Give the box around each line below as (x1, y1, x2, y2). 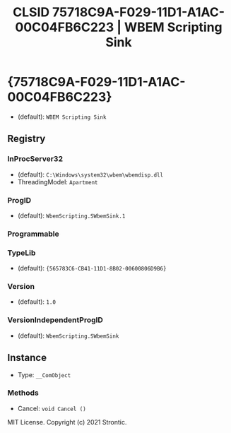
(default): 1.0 (17, 297, 57, 306)
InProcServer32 (7, 154, 64, 164)
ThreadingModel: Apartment (17, 177, 98, 186)
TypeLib (7, 248, 36, 258)
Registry (7, 133, 46, 145)
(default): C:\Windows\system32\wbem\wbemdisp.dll (17, 170, 164, 179)
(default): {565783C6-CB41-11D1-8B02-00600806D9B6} (17, 264, 167, 273)
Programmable (7, 229, 60, 239)
